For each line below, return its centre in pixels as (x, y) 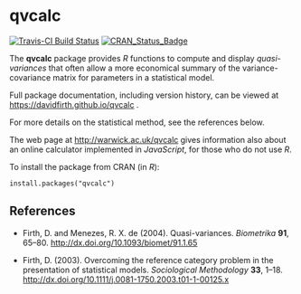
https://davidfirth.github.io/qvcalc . (74, 104)
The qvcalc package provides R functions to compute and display (132, 58)
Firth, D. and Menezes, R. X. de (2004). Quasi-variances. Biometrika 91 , (155, 232)
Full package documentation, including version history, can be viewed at (144, 95)
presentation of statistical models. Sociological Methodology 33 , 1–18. (152, 270)
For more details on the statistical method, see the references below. (137, 122)
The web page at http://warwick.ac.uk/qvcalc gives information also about (148, 139)
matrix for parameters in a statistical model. (134, 77)
